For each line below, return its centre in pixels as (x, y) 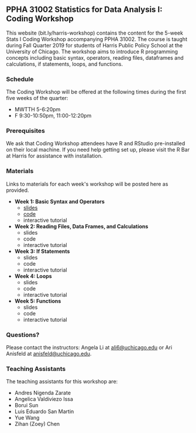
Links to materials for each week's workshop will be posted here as (87, 184)
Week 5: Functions (38, 301)
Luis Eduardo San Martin (44, 411)
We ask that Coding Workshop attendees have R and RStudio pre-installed (96, 143)
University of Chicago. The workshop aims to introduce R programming (92, 51)
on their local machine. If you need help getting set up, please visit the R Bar (98, 150)
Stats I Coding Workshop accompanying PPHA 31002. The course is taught (97, 39)
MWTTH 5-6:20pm (37, 109)
